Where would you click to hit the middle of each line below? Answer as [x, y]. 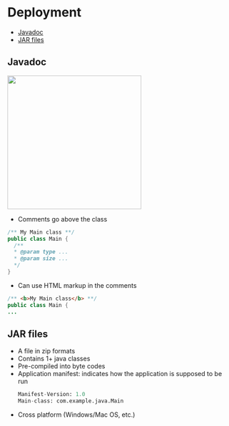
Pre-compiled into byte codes [61, 366]
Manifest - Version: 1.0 [51, 395]
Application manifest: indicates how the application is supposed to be [120, 374]
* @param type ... [41, 252]
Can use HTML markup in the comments [77, 285]
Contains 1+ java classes [54, 359]
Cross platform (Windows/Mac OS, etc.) [76, 415]
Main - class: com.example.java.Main [71, 401]
